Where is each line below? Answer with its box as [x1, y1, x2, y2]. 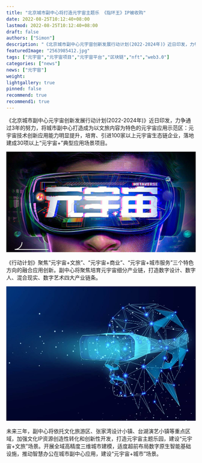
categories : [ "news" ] [6, 60, 61, 66]
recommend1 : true [6, 99, 50, 105]
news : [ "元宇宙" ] [6, 67, 47, 73]
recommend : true [6, 92, 47, 99]
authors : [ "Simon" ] [6, 35, 55, 42]
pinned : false [6, 86, 42, 92]
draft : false [6, 29, 39, 35]
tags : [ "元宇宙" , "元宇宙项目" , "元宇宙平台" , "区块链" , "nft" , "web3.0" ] [6, 54, 170, 60]
